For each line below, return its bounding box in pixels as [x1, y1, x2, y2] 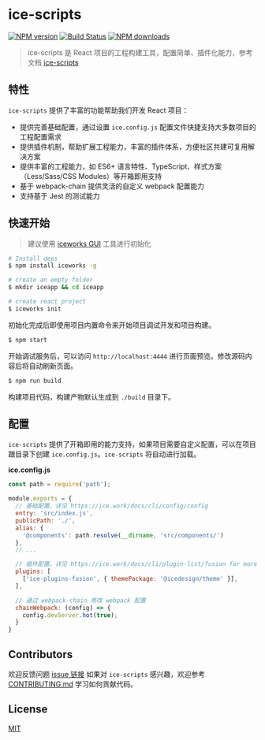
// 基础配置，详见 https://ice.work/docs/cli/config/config [15, 502, 209, 510]
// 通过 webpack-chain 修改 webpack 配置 [15, 597, 146, 604]
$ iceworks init [8, 305, 62, 313]
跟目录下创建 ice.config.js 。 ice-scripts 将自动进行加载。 [8, 449, 201, 459]
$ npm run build [8, 377, 62, 385]
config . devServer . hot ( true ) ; [22, 611, 118, 619]
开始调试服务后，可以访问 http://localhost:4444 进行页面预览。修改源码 [8, 351, 246, 360]
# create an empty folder [8, 276, 93, 284]
